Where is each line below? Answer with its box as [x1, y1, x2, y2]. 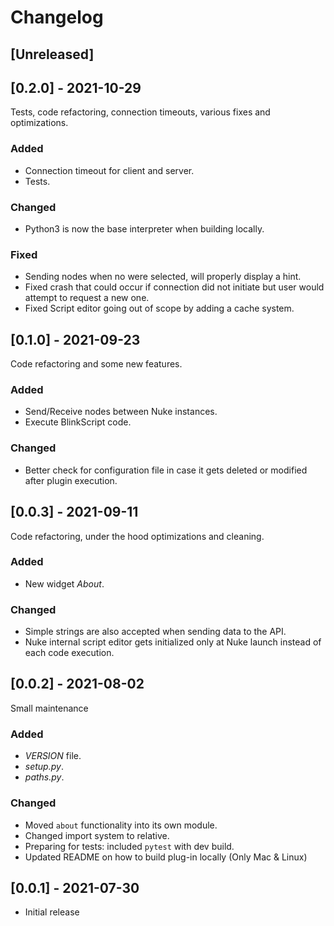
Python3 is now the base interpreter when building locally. [24, 222, 265, 235]
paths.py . [24, 771, 65, 783]
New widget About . [24, 577, 105, 590]
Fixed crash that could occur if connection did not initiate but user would [24, 281, 325, 293]
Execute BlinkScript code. [24, 416, 132, 428]
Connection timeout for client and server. [24, 164, 195, 176]
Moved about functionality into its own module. [24, 819, 218, 831]
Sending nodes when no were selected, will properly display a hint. [24, 271, 302, 283]
